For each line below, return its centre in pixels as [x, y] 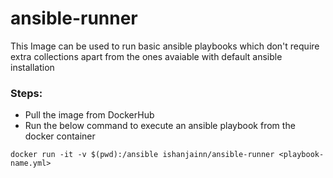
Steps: [26, 93]
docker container [60, 136]
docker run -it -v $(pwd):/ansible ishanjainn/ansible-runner [142, 155]
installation [32, 67]
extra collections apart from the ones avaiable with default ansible [146, 56]
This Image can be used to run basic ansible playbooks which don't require [165, 46]
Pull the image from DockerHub [89, 115]
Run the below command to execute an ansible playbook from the [160, 126]
